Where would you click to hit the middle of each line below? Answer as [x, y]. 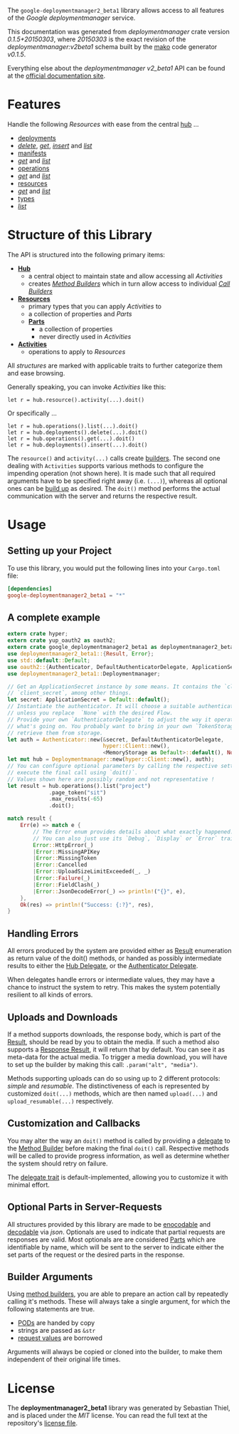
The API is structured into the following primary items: [86, 254]
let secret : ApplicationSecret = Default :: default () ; [89, 700]
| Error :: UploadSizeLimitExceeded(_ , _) [92, 872]
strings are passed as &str [57, 1331]
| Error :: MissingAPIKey [67, 852]
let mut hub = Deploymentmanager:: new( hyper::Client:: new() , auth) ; [111, 759]
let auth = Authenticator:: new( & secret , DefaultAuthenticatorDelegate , [116, 739]
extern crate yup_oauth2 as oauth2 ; [62, 640]
